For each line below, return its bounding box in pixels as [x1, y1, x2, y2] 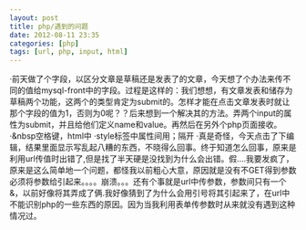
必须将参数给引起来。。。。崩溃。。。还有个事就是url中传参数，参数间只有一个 [9, 176, 287, 187]
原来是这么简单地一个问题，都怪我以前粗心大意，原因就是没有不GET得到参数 [9, 165, 297, 176]
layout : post [9, 13, 59, 23]
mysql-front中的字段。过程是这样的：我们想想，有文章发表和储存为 [40, 85, 293, 96]
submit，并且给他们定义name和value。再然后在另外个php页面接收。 [25, 120, 282, 131]
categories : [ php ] [9, 38, 79, 48]
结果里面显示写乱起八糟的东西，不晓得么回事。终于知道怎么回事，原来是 [25, 142, 297, 153]
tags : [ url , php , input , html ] [9, 47, 128, 57]
